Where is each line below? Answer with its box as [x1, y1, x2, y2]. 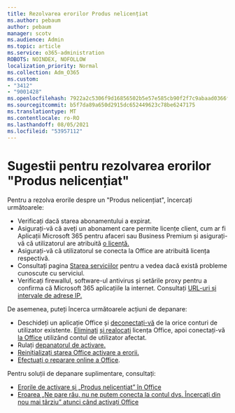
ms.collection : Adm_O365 [7, 69, 80, 76]
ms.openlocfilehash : [7, 95, 68, 102]
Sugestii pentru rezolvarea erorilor [7, 158, 211, 174]
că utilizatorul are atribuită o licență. [26, 239, 129, 248]
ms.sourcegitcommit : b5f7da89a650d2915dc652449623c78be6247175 [7, 102, 196, 109]
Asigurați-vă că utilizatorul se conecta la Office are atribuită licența [17, 247, 211, 255]
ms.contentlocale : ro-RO [7, 114, 80, 121]
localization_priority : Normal [7, 62, 99, 69]
